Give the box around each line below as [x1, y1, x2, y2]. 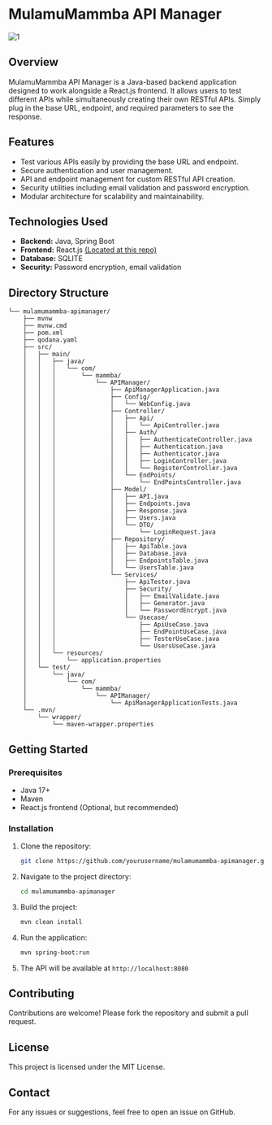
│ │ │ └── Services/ [23, 571, 158, 579]
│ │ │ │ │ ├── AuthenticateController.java [23, 436, 253, 444]
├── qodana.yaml [23, 336, 79, 344]
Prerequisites [8, 766, 63, 778]
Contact [8, 1085, 50, 1099]
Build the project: [19, 902, 78, 912]
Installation [8, 822, 54, 834]
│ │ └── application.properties [23, 656, 162, 665]
